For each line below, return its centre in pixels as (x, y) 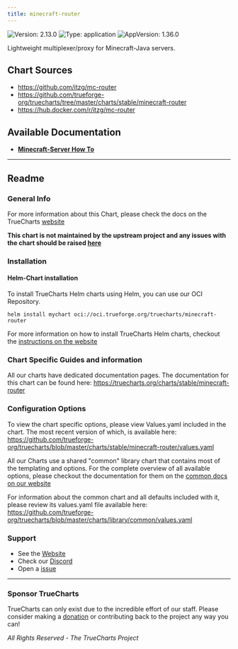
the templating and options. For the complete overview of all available (109, 468)
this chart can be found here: (50, 383)
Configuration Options (47, 409)
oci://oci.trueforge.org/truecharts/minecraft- (146, 315)
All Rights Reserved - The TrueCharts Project (73, 638)
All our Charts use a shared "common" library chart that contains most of (114, 460)
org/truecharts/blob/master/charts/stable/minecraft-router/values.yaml (111, 447)
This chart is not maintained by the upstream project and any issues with (117, 235)
